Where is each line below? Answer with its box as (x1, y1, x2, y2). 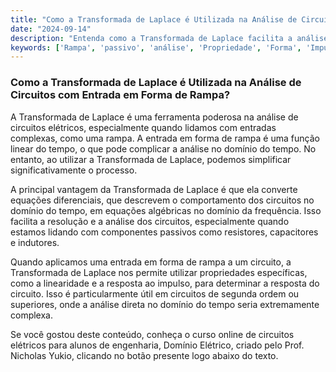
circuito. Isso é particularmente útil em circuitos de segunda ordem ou (10, 287, 300, 300)
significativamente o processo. (10, 164, 138, 176)
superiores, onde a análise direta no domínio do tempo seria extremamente (10, 298, 320, 310)
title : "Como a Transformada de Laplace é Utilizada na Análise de (10, 14, 298, 25)
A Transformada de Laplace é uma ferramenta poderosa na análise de (10, 111, 299, 123)
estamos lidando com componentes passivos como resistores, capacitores (10, 226, 319, 238)
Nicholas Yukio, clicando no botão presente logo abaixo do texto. (10, 349, 279, 361)
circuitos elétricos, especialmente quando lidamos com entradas (10, 121, 277, 133)
